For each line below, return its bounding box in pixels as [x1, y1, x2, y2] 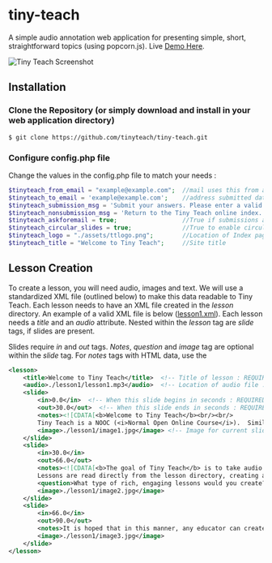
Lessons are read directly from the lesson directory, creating [37, 471, 259, 479]
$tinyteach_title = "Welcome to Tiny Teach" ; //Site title [8, 239, 227, 247]
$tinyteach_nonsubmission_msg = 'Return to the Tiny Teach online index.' [8, 208, 266, 217]
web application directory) [8, 115, 115, 127]
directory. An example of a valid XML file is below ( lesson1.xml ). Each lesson [8, 308, 263, 318]
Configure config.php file [8, 152, 111, 163]
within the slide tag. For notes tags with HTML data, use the [8, 350, 207, 360]
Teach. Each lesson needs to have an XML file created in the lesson [8, 300, 234, 310]
